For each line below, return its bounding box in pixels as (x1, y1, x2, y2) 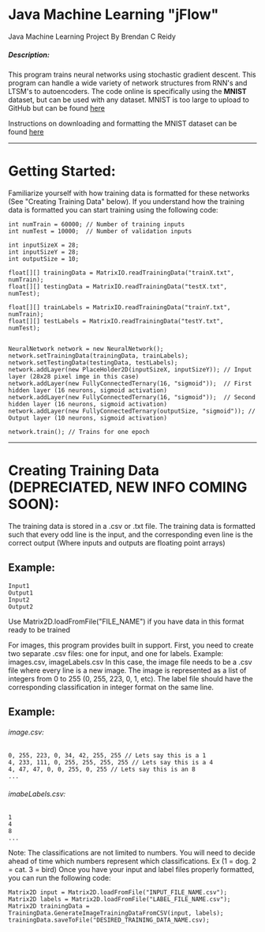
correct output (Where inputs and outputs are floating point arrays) (8, 538, 226, 547)
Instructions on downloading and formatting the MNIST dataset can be (8, 119, 237, 128)
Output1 (8, 589, 34, 597)
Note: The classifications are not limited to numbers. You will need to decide (8, 848, 256, 858)
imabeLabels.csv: (8, 789, 66, 798)
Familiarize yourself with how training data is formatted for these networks (8, 188, 250, 198)
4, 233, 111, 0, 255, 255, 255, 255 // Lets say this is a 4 (8, 759, 214, 767)
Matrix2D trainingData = (8, 903, 90, 911)
